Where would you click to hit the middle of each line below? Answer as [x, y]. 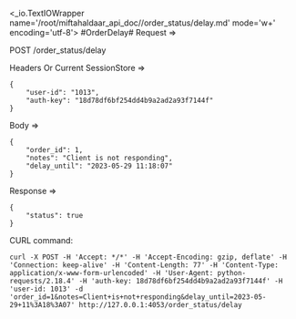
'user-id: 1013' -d [46, 289]
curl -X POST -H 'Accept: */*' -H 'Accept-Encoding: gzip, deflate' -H [148, 257]
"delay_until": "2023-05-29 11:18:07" [99, 166]
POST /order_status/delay [58, 50]
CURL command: [41, 240]
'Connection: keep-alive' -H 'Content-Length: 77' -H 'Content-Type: [144, 265]
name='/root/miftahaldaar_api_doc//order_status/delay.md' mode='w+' [143, 23]
